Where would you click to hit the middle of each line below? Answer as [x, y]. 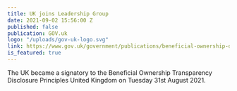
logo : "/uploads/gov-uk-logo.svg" [58, 40]
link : [15, 46]
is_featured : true [34, 53]
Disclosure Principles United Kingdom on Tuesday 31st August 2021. [107, 80]
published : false [33, 27]
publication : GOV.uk [38, 33]
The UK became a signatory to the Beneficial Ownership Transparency [110, 72]
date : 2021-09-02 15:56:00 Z [50, 20]
